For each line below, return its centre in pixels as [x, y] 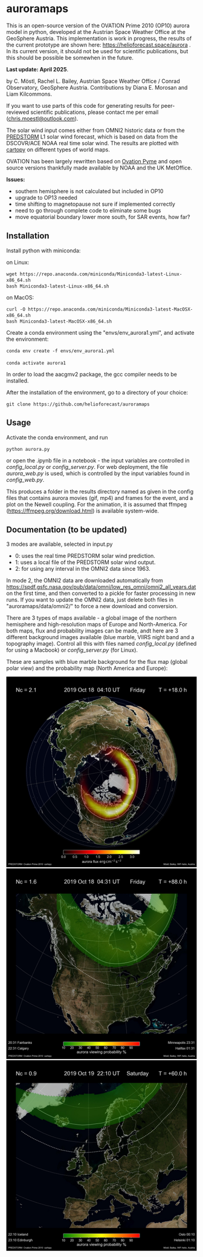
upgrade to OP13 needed [46, 197]
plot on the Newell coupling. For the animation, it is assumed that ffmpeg [97, 504]
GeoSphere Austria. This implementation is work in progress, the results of [99, 38]
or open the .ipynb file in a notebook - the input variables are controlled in [98, 460]
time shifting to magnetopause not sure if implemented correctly [95, 204]
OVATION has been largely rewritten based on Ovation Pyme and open [94, 161]
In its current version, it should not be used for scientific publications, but [97, 51]
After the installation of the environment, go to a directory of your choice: [97, 392]
